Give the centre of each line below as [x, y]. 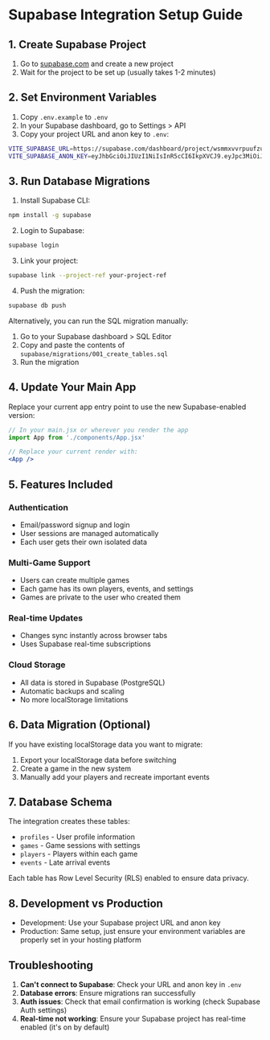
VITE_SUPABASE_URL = [41, 149]
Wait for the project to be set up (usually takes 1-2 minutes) [118, 72]
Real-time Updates [45, 618]
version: [22, 415]
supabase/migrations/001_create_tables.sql [94, 354]
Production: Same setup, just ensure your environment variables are [133, 931]
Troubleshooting [51, 965]
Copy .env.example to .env [64, 117]
